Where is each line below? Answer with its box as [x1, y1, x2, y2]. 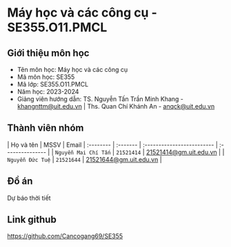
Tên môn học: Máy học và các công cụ [17, 66, 128, 73]
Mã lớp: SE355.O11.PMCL [17, 80, 89, 88]
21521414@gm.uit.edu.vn [145, 147, 217, 156]
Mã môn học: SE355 [17, 73, 75, 81]
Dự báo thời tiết [7, 194, 51, 202]
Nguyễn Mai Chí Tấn [54, 149, 112, 156]
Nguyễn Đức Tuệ [7, 156, 51, 163]
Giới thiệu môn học [7, 47, 90, 59]
